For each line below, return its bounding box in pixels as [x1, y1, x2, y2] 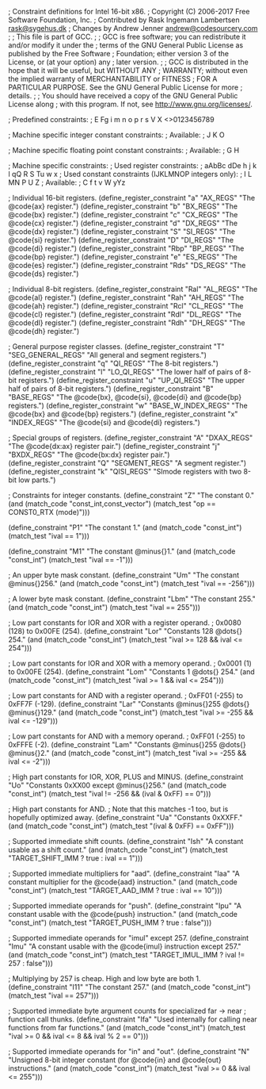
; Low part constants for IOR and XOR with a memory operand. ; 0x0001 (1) [8, 658, 252, 668]
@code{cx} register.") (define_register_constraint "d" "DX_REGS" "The [8, 218, 238, 228]
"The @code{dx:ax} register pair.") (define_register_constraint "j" [8, 442, 220, 451]
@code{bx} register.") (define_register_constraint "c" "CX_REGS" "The [8, 210, 238, 219]
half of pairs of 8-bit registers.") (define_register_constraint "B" [8, 384, 214, 393]
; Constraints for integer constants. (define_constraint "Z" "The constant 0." [8, 491, 255, 500]
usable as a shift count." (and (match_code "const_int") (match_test [8, 845, 228, 854]
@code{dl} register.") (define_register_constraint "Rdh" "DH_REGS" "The [8, 318, 245, 328]
